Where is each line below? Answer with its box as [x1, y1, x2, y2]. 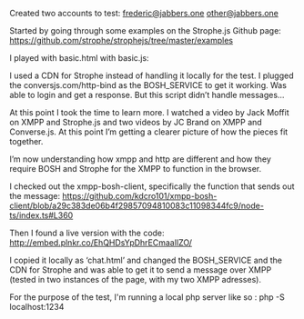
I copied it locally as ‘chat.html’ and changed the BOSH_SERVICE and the [9, 254, 282, 265]
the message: [9, 191, 61, 201]
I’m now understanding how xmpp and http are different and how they [9, 154, 271, 164]
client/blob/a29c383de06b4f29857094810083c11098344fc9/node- [9, 200, 264, 211]
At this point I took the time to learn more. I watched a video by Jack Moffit [9, 107, 289, 117]
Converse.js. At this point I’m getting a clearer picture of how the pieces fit [9, 126, 289, 137]
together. [9, 136, 44, 146]
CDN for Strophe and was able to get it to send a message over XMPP [9, 264, 272, 275]
